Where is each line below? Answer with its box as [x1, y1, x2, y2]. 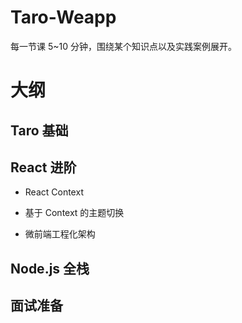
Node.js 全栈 [10, 260, 90, 277]
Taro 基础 [10, 122, 69, 139]
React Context [24, 186, 84, 198]
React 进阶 [10, 159, 77, 176]
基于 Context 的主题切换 [24, 207, 125, 219]
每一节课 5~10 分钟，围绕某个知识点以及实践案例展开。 [10, 40, 237, 52]
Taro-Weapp [10, 6, 117, 29]
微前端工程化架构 [24, 228, 96, 240]
